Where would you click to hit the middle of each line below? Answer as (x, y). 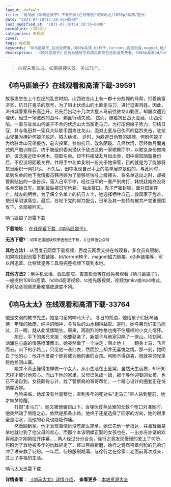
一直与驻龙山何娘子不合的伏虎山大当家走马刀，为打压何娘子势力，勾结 (88, 124)
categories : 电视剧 (25, 34)
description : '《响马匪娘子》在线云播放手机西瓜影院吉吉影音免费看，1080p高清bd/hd (86, 53)
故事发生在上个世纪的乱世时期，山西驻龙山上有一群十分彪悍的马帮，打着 (81, 99)
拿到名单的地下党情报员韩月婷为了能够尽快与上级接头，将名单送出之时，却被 (85, 175)
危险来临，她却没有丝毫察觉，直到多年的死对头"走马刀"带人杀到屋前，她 (90, 394)
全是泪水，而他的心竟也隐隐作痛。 (41, 420)
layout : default (22, 10)
